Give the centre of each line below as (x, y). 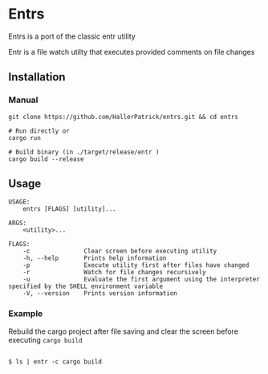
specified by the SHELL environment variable (85, 286)
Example (26, 314)
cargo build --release (46, 159)
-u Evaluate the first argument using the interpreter (142, 279)
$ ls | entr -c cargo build (55, 362)
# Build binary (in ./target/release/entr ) (84, 152)
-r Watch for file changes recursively (114, 273)
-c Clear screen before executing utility (120, 251)
